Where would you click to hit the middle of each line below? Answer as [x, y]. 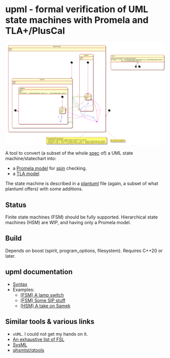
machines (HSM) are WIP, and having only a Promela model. [68, 223]
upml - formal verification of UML [77, 9]
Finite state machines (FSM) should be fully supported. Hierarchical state [82, 217]
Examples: [23, 290]
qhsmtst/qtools [28, 350]
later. [11, 256]
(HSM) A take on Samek [45, 306]
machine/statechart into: [31, 159]
